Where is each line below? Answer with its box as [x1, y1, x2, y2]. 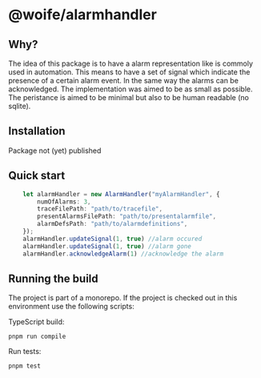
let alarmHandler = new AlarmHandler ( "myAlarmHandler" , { [22, 190, 220, 198]
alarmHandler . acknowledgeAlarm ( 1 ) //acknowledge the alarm [22, 250, 224, 258]
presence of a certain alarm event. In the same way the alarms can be [8, 76, 239, 85]
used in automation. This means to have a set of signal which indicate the [8, 67, 251, 77]
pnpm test [8, 362, 42, 370]
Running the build [8, 271, 98, 285]
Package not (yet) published [8, 146, 102, 155]
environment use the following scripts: [8, 302, 135, 312]
